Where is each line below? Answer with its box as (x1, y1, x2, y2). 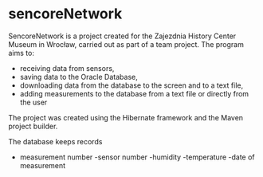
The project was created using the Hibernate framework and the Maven (8, 112, 244, 122)
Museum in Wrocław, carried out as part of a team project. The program (8, 39, 245, 49)
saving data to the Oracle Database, (19, 72, 138, 81)
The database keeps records (8, 136, 103, 146)
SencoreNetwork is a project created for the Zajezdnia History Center (8, 31, 237, 41)
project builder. (8, 121, 58, 131)
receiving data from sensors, (19, 63, 115, 73)
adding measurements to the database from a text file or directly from (19, 88, 249, 98)
